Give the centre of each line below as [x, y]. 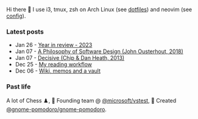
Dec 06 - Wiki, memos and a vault [58, 71]
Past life [19, 87]
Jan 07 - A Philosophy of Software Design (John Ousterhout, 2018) [99, 51]
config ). [16, 16]
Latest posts [25, 32]
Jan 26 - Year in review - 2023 [54, 45]
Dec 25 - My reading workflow [54, 65]
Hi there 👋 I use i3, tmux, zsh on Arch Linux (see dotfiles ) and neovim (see [99, 9]
